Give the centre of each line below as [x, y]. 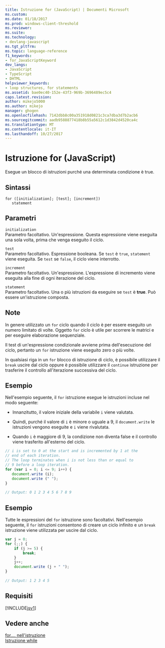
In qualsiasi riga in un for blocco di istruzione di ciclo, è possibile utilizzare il [83, 359]
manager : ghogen [22, 111]
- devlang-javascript [27, 42]
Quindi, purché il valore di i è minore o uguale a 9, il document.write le [83, 422]
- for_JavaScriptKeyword [31, 60]
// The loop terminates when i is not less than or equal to [69, 460]
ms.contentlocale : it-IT [31, 129]
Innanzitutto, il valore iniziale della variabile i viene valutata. [73, 412]
